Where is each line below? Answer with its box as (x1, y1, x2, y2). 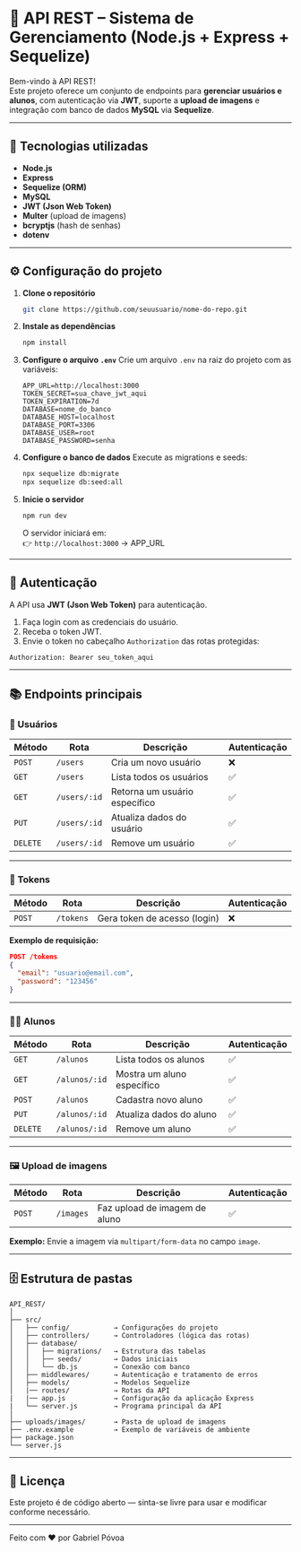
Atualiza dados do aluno (115, 1108, 218, 1121)
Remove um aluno (115, 1123, 192, 1135)
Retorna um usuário (110, 785, 194, 798)
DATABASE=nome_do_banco (21, 405, 112, 414)
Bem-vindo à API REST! (9, 75, 96, 86)
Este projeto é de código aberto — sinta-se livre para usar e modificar (9, 1497, 267, 1508)
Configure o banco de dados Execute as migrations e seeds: (21, 452, 248, 463)
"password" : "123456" (17, 977, 99, 986)
